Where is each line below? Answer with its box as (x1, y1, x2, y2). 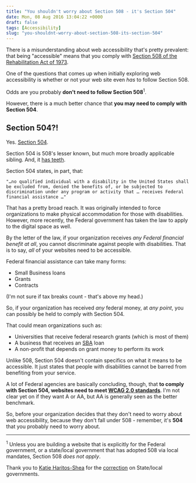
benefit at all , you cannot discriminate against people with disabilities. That (6, 240, 186, 247)
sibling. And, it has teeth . (6, 156, 66, 163)
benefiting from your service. (6, 369, 76, 376)
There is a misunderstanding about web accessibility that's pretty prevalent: (6, 46, 189, 53)
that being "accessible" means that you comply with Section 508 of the (6, 53, 177, 60)
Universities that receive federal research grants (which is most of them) (14, 333, 189, 340)
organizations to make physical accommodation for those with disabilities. (6, 210, 184, 217)
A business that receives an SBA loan (14, 339, 105, 346)
